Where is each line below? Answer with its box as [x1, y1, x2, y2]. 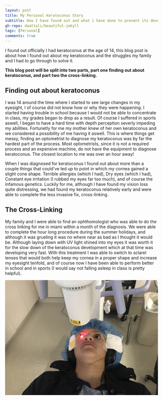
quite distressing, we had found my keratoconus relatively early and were [5, 186, 152, 192]
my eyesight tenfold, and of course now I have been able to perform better [5, 260, 154, 266]
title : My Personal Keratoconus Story [5, 13, 83, 18]
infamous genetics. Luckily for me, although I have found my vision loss [5, 181, 148, 187]
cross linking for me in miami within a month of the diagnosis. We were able [5, 224, 156, 230]
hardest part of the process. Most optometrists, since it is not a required [5, 141, 149, 146]
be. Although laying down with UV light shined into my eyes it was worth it [5, 239, 153, 245]
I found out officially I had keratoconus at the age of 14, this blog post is [5, 48, 148, 53]
